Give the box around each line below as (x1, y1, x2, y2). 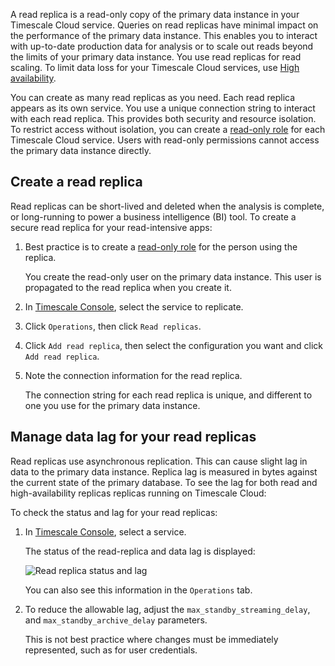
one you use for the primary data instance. (24, 399, 201, 411)
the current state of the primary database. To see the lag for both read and (10, 476, 318, 488)
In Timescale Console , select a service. (24, 525, 187, 538)
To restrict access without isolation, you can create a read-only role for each (10, 124, 326, 135)
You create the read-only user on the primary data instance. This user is (24, 270, 322, 283)
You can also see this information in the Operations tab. (24, 584, 253, 596)
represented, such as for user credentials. (24, 644, 198, 656)
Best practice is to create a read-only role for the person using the (24, 240, 298, 253)
